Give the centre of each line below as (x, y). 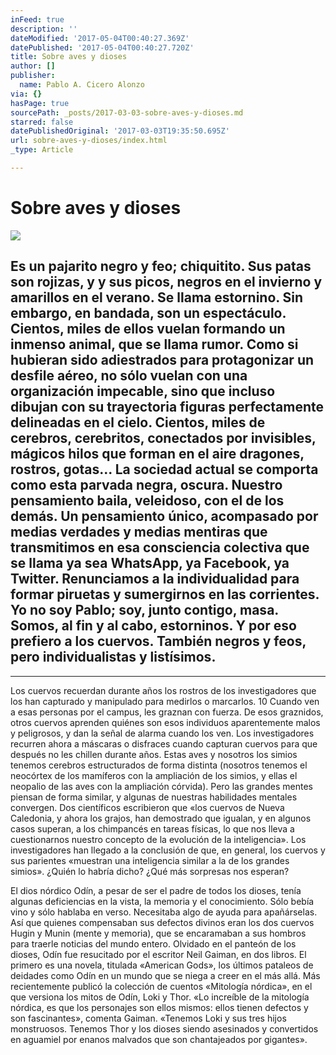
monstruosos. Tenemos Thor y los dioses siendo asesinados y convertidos (164, 1028)
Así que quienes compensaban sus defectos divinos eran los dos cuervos (162, 922)
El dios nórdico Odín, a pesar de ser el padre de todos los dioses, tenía (156, 890)
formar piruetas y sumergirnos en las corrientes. (165, 594)
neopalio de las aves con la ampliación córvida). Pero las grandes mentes (161, 786)
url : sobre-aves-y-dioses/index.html (89, 141)
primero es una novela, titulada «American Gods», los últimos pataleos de (162, 965)
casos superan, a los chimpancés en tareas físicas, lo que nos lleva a (152, 828)
